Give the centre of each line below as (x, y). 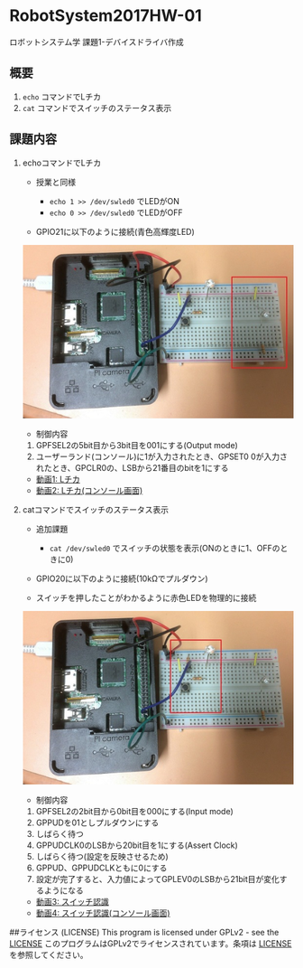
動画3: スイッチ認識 (73, 902)
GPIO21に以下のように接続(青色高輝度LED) (115, 231)
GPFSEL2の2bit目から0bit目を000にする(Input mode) (135, 812)
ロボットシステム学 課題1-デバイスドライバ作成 (96, 42)
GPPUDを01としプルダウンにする (97, 822)
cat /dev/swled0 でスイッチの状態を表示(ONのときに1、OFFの (165, 548)
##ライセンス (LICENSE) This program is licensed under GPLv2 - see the (144, 933)
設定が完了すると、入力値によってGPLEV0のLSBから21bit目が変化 (157, 879)
